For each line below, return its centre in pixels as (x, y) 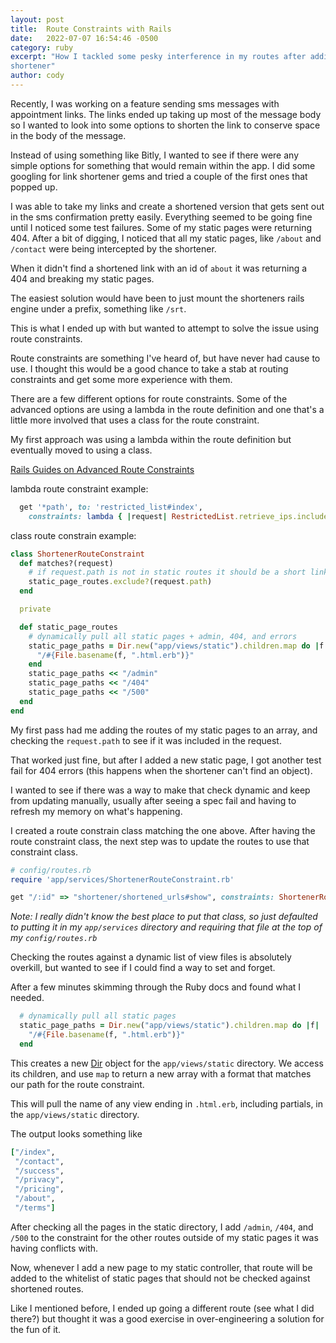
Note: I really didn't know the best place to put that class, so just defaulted (164, 917)
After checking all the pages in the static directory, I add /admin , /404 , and (162, 1227)
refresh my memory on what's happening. (96, 811)
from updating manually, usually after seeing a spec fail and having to (153, 800)
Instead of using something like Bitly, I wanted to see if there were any (155, 155)
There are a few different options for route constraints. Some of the (149, 398)
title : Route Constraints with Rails (91, 29)
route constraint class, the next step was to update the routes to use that (160, 841)
